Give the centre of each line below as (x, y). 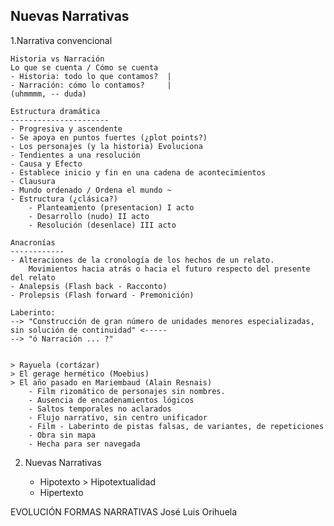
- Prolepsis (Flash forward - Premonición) (102, 295)
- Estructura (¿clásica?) (64, 199)
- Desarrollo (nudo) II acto (89, 216)
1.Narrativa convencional (61, 40)
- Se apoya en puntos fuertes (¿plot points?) (109, 137)
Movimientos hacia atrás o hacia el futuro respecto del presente (169, 269)
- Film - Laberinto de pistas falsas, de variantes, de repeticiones (176, 426)
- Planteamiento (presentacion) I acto (111, 207)
